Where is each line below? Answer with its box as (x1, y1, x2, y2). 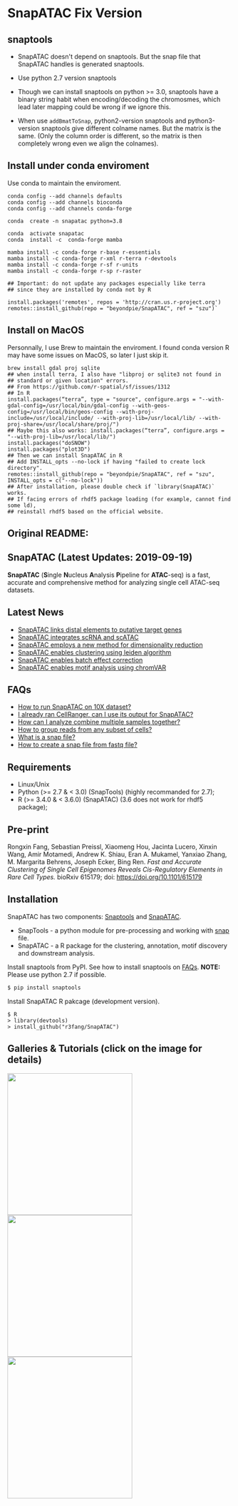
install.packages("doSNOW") (7, 439, 91, 446)
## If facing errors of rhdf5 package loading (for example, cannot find (7, 496, 232, 503)
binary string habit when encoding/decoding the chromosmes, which (17, 95, 221, 103)
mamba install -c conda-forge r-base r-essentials (7, 248, 161, 256)
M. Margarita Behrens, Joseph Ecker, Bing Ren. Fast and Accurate (7, 858, 202, 866)
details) (7, 1054, 42, 1066)
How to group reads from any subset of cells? (17, 725, 152, 734)
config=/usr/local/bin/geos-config (7, 408, 113, 415)
